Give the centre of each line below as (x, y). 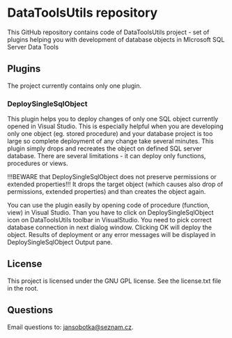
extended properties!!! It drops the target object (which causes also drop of (115, 184)
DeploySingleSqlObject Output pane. (60, 243)
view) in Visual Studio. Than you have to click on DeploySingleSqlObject (110, 213)
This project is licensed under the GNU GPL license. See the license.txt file (114, 281)
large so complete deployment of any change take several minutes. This (111, 141)
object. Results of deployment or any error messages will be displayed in (111, 235)
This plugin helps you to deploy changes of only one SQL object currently (113, 119)
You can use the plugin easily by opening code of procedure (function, (109, 205)
